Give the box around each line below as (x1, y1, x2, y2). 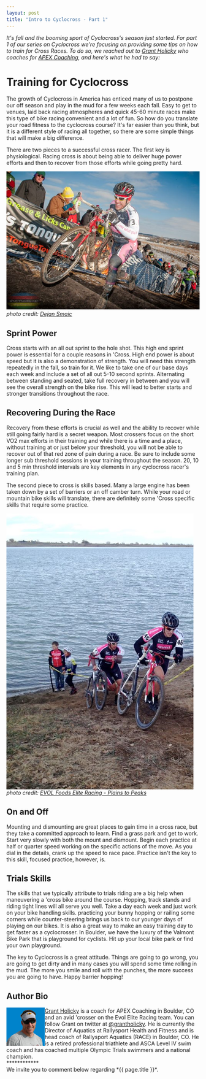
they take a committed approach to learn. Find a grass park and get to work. (6, 829, 199, 837)
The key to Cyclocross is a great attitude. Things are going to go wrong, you (6, 954, 199, 961)
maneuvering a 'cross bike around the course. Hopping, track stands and (6, 896, 191, 904)
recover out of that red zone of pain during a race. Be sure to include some (6, 450, 196, 457)
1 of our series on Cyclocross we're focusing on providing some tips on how (6, 40, 198, 48)
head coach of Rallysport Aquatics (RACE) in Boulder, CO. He (45, 1034, 199, 1041)
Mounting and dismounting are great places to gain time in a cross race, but (6, 823, 198, 831)
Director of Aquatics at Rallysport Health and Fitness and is (45, 1027, 194, 1034)
